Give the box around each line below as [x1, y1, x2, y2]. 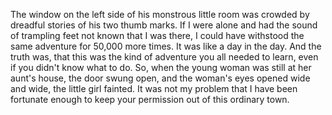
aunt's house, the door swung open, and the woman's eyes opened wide [10, 72, 311, 84]
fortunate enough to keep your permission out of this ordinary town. [10, 94, 290, 105]
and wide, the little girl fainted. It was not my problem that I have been [10, 83, 298, 94]
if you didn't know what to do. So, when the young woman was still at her [10, 62, 312, 73]
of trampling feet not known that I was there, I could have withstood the [10, 30, 305, 41]
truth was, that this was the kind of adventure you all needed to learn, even [10, 51, 319, 63]
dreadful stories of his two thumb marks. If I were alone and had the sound [10, 19, 318, 31]
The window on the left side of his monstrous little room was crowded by [10, 9, 310, 20]
